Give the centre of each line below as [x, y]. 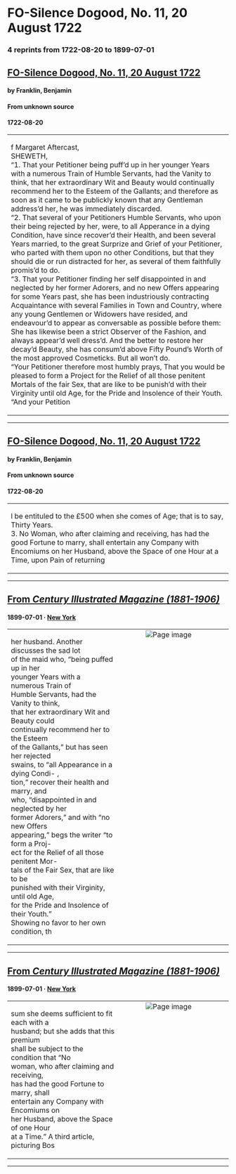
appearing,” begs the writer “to [62, 835]
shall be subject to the [47, 1048]
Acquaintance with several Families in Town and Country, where [117, 305]
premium [26, 1040]
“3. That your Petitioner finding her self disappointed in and [109, 279]
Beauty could [33, 721]
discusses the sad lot [46, 651]
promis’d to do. [35, 270]
